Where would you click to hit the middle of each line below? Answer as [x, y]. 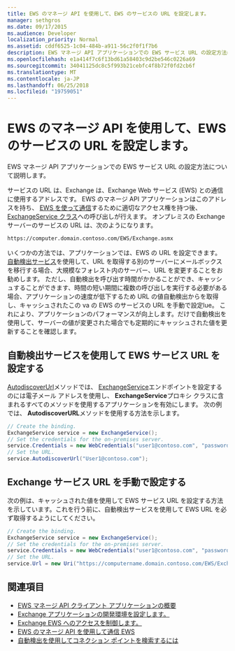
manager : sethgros [34, 20]
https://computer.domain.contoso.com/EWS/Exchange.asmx [90, 238]
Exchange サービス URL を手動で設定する [97, 482]
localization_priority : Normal [53, 40]
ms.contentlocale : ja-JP [43, 79]
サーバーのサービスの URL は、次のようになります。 [82, 225]
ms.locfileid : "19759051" [45, 92]
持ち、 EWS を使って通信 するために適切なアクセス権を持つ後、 [110, 208]
